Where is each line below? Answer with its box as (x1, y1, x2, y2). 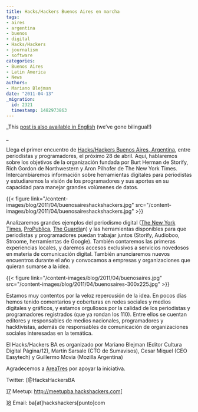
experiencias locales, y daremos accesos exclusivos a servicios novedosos (6, 244, 189, 251)
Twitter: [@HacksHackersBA (6, 377, 75, 384)
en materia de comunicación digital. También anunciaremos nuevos (6, 251, 170, 258)
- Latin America (6, 69, 46, 75)
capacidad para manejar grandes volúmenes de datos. (6, 184, 138, 191)
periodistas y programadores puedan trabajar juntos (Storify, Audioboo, (6, 232, 180, 239)
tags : (6, 14, 19, 20)
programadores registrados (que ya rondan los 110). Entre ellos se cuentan (6, 311, 187, 318)
